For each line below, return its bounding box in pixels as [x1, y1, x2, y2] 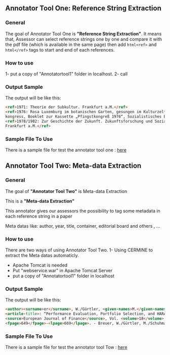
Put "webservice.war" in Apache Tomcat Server [12, 267, 113, 273]
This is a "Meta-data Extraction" [5, 198, 75, 204]
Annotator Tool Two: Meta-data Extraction [5, 162, 142, 170]
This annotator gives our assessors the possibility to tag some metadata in [5, 208, 160, 214]
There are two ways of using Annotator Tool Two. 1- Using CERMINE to [5, 247, 153, 253]
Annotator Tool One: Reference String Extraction [5, 4, 162, 13]
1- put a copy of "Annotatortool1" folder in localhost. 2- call [5, 71, 128, 77]
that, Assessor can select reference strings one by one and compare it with [5, 36, 162, 42]
